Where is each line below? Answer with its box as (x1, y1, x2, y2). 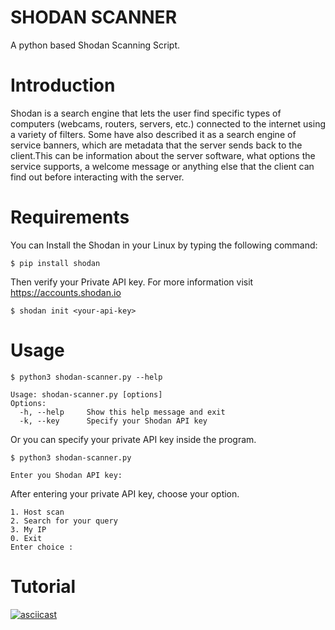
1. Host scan (10, 507, 65, 517)
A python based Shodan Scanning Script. (10, 39, 181, 51)
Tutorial (10, 575, 77, 598)
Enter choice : (10, 542, 74, 552)
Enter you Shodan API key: (10, 470, 123, 480)
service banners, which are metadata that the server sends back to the (10, 139, 303, 151)
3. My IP (10, 524, 47, 535)
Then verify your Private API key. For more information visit (10, 276, 254, 288)
